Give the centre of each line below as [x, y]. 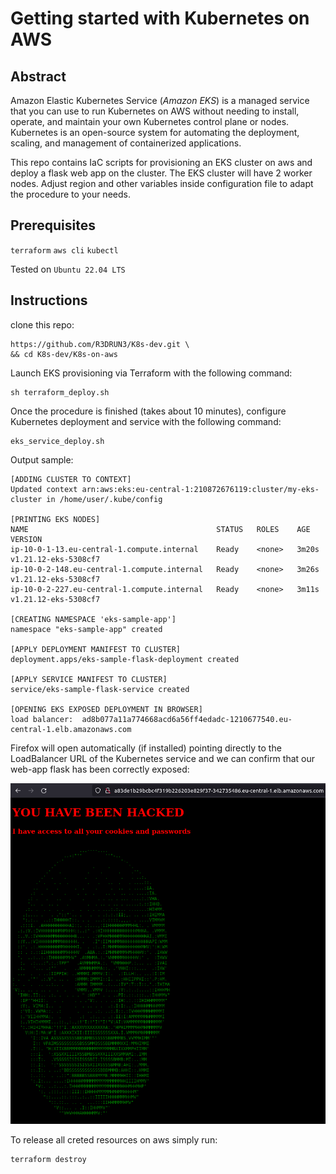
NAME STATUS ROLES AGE [160, 529]
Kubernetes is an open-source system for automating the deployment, [155, 132]
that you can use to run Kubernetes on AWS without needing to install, [155, 111]
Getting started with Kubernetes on [160, 18]
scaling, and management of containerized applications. [126, 143]
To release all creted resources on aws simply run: [114, 1140]
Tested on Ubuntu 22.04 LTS [68, 269]
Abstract [38, 76]
